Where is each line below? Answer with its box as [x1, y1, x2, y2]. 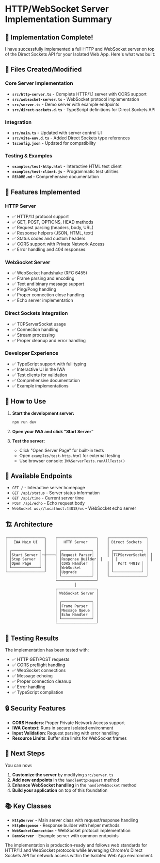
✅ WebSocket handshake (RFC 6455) [12, 270, 87, 276]
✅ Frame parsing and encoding [12, 275, 75, 281]
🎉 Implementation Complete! [5, 33, 94, 41]
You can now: [5, 762, 32, 768]
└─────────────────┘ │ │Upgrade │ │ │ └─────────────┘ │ [5, 570, 149, 575]
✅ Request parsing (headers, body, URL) [12, 224, 94, 230]
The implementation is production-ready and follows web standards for [5, 842, 147, 848]
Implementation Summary [5, 14, 112, 25]
